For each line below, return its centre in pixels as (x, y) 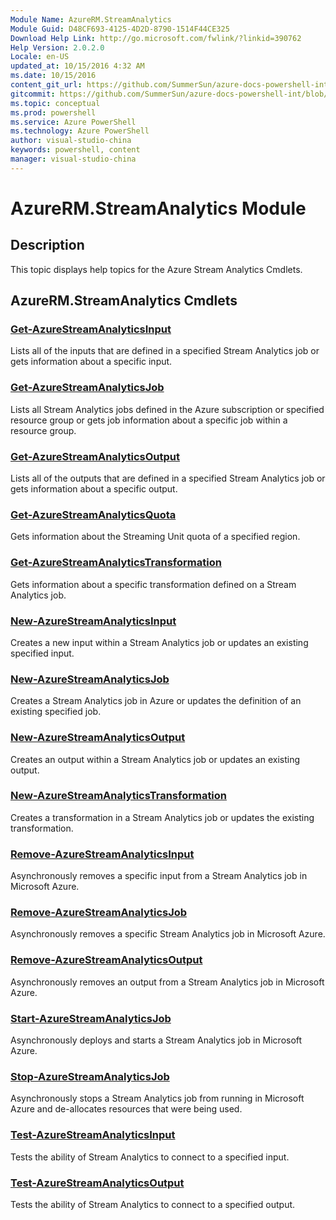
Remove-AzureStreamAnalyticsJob (99, 913)
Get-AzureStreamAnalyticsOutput (95, 456)
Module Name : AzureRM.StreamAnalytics (91, 19)
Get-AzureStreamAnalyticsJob (87, 388)
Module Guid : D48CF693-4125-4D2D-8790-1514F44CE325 (120, 29)
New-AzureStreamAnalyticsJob (90, 679)
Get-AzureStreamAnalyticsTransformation (116, 563)
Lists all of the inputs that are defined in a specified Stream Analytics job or (165, 351)
